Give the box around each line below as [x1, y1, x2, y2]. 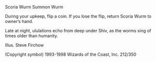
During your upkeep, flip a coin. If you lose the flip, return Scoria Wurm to [5, 13, 152, 19]
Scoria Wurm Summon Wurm [5, 4, 63, 10]
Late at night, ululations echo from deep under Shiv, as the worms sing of [5, 28, 152, 33]
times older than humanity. [5, 33, 58, 38]
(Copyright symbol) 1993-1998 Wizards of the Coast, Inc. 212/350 [5, 51, 137, 57]
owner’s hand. [5, 19, 33, 24]
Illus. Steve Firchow [5, 42, 44, 48]
